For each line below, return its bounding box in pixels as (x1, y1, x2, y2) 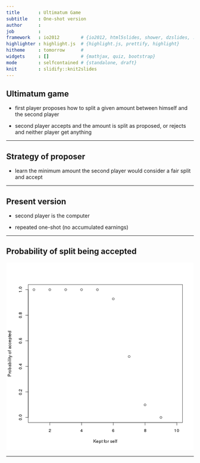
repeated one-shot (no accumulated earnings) (14, 223, 129, 231)
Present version (6, 196, 67, 206)
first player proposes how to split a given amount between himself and (14, 105, 188, 112)
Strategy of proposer (6, 152, 86, 162)
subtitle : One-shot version (6, 15, 86, 22)
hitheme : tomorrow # (6, 48, 84, 53)
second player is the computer (14, 212, 90, 219)
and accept (14, 174, 43, 181)
